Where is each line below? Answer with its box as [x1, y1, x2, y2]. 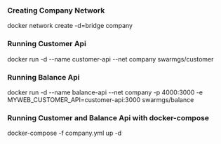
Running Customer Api [7, 39, 86, 49]
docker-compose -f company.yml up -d [7, 129, 122, 138]
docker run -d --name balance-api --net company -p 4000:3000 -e [7, 88, 203, 96]
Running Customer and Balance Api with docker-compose [7, 113, 209, 122]
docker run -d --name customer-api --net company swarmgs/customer [7, 55, 214, 63]
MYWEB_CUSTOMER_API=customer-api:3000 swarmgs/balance [7, 95, 194, 103]
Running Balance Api [7, 72, 80, 82]
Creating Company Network [7, 6, 105, 15]
